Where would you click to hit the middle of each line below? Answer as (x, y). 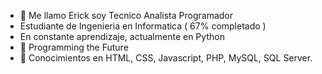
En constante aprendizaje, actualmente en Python (122, 36)
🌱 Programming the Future (74, 47)
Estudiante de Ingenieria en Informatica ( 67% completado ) (143, 26)
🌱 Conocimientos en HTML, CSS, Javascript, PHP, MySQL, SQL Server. (166, 58)
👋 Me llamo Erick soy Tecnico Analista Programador (126, 15)
